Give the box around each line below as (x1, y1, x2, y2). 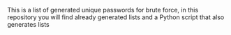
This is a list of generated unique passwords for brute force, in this (7, 6, 199, 14)
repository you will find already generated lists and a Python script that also (7, 13, 225, 21)
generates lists (7, 21, 50, 28)
